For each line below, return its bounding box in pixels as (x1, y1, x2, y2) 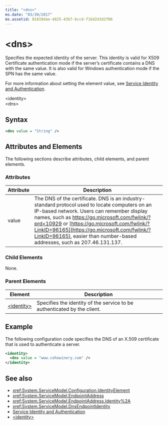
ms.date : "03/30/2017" (5, 12, 52, 17)
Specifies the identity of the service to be (36, 299, 133, 306)
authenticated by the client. (36, 305, 101, 312)
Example (5, 323, 33, 331)
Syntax (5, 115, 28, 124)
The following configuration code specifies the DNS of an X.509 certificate (5, 336, 159, 342)
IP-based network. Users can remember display (34, 207, 148, 215)
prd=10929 (34, 220, 62, 227)
